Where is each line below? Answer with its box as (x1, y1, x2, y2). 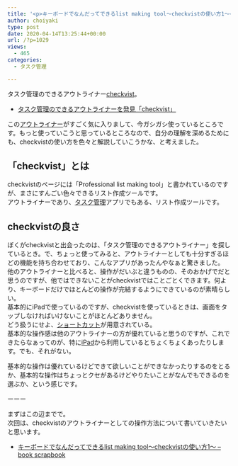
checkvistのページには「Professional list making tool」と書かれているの (7, 180, 217, 188)
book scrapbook (17, 450, 66, 459)
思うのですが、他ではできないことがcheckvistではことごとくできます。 (7, 276, 215, 285)
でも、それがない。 (18, 347, 76, 356)
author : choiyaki (7, 17, 59, 24)
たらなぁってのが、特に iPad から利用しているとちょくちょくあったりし (13, 338, 218, 347)
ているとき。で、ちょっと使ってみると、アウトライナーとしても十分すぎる (7, 249, 223, 258)
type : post (7, 23, 40, 30)
